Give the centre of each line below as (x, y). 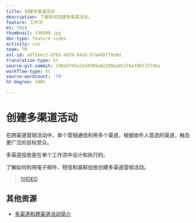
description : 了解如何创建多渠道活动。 (49, 17)
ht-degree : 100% (26, 82)
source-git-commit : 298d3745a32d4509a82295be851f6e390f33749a (83, 66)
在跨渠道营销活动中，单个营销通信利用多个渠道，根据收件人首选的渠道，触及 (98, 135)
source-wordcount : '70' (35, 76)
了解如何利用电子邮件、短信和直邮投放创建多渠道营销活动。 (78, 167)
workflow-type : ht (28, 71)
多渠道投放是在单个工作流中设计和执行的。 (57, 155)
